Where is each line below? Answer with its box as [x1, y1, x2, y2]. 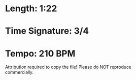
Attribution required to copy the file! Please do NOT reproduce [5, 64, 132, 70]
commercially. [5, 69, 34, 75]
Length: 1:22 [5, 3, 58, 14]
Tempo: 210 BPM [5, 48, 75, 59]
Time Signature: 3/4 [5, 26, 89, 37]
